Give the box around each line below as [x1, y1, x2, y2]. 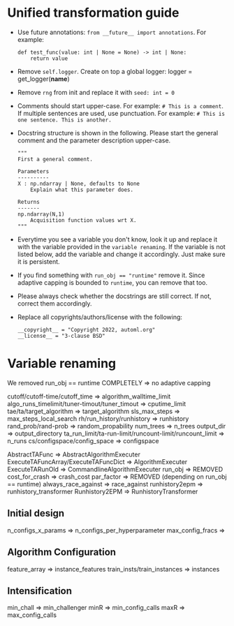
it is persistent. [17, 257, 61, 266]
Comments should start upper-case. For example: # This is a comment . [17, 101, 224, 110]
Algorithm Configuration [7, 546, 117, 558]
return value [30, 54, 68, 62]
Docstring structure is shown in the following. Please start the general [17, 128, 219, 137]
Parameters [17, 167, 50, 175]
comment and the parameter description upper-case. [17, 136, 171, 144]
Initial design [7, 507, 65, 519]
